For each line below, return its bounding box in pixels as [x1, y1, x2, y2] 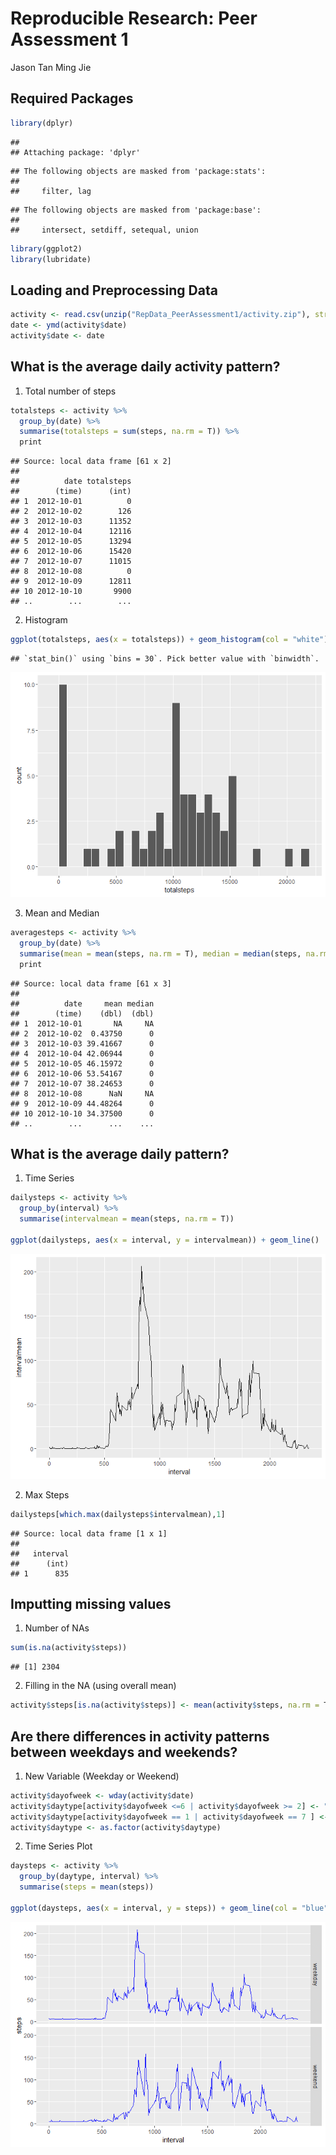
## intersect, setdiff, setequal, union [10, 225, 199, 235]
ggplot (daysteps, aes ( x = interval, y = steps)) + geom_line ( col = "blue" [10, 1903, 329, 1913]
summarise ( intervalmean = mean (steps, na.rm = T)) [19, 1214, 235, 1224]
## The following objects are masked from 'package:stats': [10, 166, 267, 176]
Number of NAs [24, 1622, 90, 1634]
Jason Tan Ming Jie [10, 61, 92, 73]
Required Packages [10, 90, 134, 107]
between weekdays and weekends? [10, 1743, 238, 1761]
